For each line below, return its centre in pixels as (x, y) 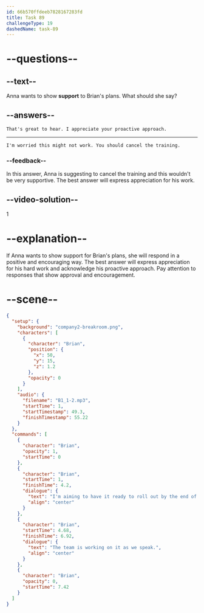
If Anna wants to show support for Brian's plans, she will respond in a (93, 255)
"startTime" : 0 (42, 457)
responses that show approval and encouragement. (71, 275)
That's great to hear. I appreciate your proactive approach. (87, 129)
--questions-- (42, 59)
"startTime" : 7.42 (46, 587)
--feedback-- (26, 161)
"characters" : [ (38, 333)
